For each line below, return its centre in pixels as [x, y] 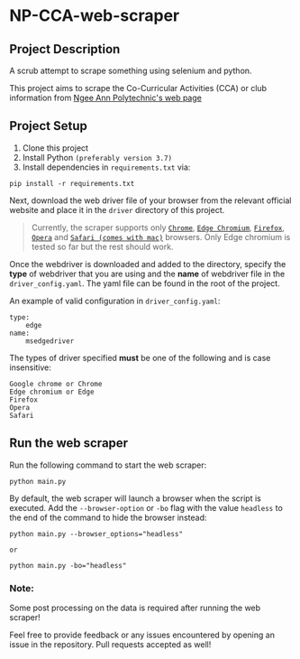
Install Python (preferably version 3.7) [97, 157]
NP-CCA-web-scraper [95, 16]
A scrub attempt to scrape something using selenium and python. [131, 70]
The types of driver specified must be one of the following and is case [140, 357]
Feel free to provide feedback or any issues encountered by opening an [142, 635]
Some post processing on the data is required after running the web [135, 608]
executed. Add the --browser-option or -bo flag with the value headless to [146, 507]
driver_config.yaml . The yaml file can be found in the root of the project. [145, 283]
